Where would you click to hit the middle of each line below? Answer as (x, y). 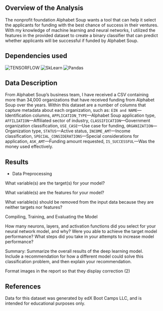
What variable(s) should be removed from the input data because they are (79, 202)
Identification (18, 115)
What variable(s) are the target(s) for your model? (55, 183)
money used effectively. (29, 146)
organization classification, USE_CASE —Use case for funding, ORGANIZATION (79, 126)
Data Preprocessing (32, 174)
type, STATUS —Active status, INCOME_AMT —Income (81, 131)
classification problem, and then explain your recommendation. (68, 262)
